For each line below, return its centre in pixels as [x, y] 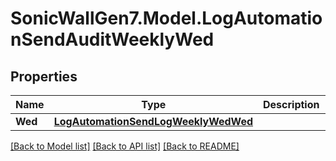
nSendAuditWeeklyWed [112, 39]
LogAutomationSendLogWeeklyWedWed [153, 121]
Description [291, 104]
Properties [44, 76]
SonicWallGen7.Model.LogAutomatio [166, 18]
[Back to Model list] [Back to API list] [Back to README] [125, 146]
